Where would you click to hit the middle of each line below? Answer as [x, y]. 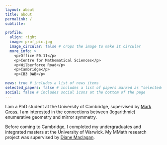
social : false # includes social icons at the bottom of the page [75, 92]
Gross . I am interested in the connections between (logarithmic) [70, 112]
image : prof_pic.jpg [31, 42]
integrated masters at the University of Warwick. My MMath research [76, 132]
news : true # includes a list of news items [52, 83]
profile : [14, 33]
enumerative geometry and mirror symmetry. [51, 117]
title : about [19, 14]
